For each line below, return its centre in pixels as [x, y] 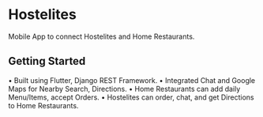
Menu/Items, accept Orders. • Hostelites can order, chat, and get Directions [131, 97]
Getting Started [47, 61]
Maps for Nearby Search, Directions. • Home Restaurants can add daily [124, 89]
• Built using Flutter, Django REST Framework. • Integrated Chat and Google [132, 80]
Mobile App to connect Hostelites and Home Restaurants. [101, 36]
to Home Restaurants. [43, 105]
